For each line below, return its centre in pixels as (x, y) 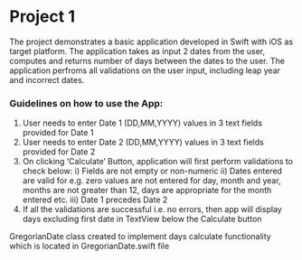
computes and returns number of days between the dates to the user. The (147, 60)
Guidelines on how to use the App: (86, 103)
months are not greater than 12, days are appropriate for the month (147, 190)
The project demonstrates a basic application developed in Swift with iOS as (151, 42)
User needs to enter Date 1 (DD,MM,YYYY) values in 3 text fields (142, 123)
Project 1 (42, 17)
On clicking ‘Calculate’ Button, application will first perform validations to (158, 162)
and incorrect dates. (47, 79)
